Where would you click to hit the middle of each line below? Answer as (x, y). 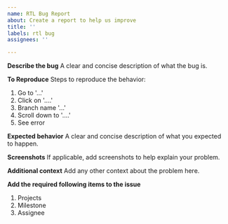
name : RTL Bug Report (39, 14)
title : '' (22, 27)
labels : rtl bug (31, 33)
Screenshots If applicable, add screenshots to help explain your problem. (114, 157)
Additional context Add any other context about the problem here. (103, 171)
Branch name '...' (42, 108)
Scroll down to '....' (44, 115)
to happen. (23, 143)
